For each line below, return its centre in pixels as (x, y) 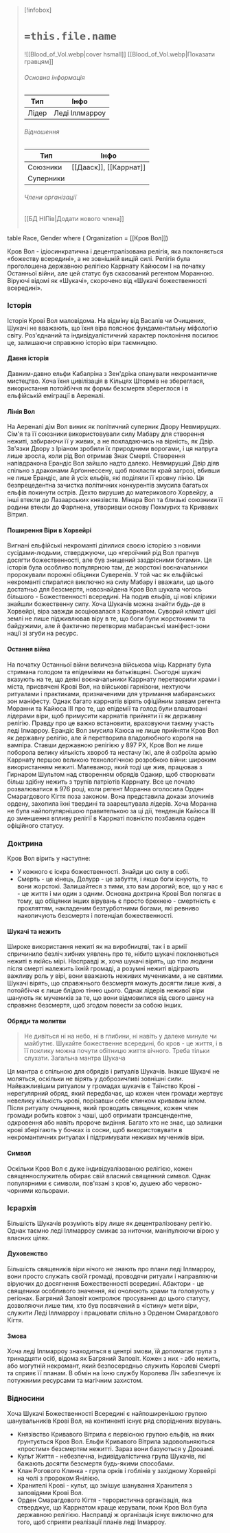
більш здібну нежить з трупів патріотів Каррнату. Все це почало (101, 782)
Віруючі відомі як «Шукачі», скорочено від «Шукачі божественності (107, 280)
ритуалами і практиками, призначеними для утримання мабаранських (111, 693)
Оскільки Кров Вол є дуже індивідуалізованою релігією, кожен (100, 1168)
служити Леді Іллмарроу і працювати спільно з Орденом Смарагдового (113, 1313)
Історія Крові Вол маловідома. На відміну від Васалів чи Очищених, (106, 320)
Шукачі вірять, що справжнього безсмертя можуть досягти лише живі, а (114, 983)
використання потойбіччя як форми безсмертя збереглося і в (98, 388)
